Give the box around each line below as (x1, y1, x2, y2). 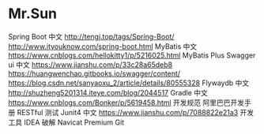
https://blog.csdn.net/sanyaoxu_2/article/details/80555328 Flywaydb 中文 (8, 78, 250, 87)
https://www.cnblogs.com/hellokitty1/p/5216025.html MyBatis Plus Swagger (8, 50, 256, 60)
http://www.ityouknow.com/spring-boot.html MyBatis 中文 (8, 41, 198, 51)
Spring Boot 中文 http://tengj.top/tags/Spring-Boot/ (8, 32, 175, 41)
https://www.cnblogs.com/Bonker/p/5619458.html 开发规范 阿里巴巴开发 (8, 98, 245, 107)
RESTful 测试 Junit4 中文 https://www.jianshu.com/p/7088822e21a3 (17, 107, 239, 117)
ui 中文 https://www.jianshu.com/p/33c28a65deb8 (8, 60, 172, 69)
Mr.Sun (8, 5, 58, 23)
